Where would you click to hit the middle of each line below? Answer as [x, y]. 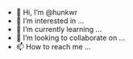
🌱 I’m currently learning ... [59, 29]
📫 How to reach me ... [53, 47]
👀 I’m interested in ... [50, 21]
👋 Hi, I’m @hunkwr [47, 12]
